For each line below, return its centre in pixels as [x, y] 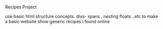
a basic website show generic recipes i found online [58, 22]
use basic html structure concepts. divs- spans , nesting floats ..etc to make [81, 16]
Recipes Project [21, 7]
